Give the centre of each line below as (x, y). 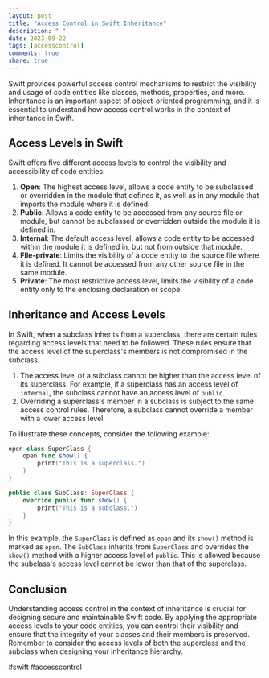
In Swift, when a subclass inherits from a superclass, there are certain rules (133, 334)
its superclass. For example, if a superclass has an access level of (129, 384)
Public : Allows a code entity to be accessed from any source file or (131, 212)
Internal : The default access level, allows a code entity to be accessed (137, 238)
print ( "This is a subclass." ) (88, 508)
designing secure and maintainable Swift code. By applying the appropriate (132, 618)
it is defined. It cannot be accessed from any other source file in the (132, 263)
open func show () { (55, 456)
